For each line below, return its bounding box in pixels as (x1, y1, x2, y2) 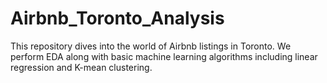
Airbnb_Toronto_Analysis (10, 7, 225, 30)
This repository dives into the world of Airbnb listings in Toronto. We (10, 40, 292, 52)
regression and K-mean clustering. (10, 61, 153, 73)
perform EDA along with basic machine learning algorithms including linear (10, 50, 318, 62)
